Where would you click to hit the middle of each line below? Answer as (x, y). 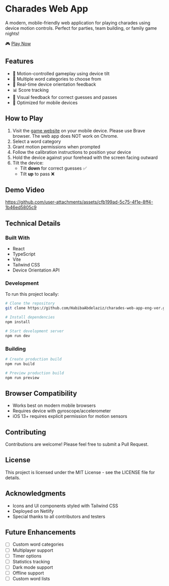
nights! (12, 33)
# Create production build (33, 359)
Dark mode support (33, 567)
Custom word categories (38, 544)
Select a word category (37, 141)
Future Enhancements (41, 532)
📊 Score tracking (30, 90)
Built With (18, 238)
